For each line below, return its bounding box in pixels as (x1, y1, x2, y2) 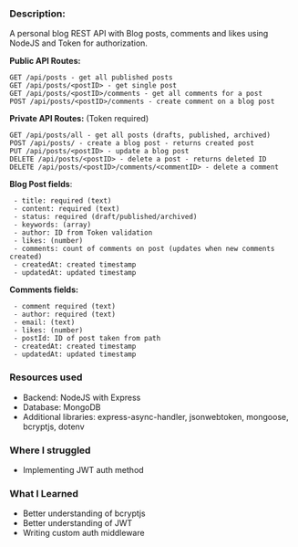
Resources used (9, 371, 83, 384)
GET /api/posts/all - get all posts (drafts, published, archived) (9, 131, 272, 140)
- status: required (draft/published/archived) (13, 213, 198, 222)
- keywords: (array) (13, 220, 92, 230)
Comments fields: (9, 284, 79, 295)
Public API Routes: (9, 56, 81, 67)
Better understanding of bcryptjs (22, 508, 146, 519)
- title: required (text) (13, 196, 112, 205)
